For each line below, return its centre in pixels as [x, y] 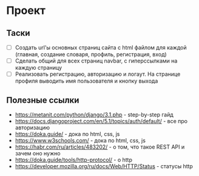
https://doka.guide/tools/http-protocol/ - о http [73, 160]
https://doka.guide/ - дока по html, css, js [67, 134]
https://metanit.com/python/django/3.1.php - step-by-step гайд [94, 115]
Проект [26, 11]
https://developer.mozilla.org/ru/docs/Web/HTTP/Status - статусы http [104, 166]
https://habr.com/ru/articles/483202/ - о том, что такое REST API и [100, 147]
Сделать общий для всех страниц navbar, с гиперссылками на [96, 61]
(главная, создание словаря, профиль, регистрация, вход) [91, 55]
